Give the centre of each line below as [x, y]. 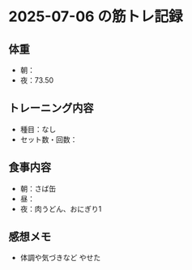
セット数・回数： [49, 139]
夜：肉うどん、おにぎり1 [61, 208]
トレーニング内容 [51, 108]
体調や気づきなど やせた [60, 258]
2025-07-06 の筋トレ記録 [96, 17]
